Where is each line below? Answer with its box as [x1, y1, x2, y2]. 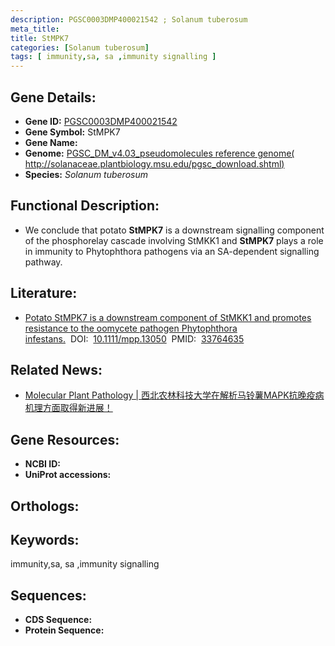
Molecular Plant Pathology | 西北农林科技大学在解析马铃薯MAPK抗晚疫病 [24, 389, 325, 401]
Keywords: [10, 531, 80, 548]
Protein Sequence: [24, 624, 105, 636]
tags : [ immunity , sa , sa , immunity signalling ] [10, 52, 217, 62]
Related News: [10, 361, 103, 378]
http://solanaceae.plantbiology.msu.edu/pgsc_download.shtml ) [24, 157, 285, 170]
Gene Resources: [10, 431, 120, 448]
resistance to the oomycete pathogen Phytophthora [24, 322, 238, 334]
